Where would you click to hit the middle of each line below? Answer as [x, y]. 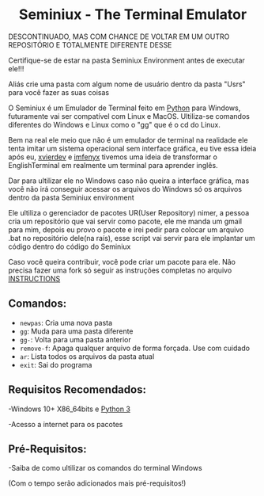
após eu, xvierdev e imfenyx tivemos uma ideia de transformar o [113, 157]
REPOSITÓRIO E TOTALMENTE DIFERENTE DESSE [90, 44]
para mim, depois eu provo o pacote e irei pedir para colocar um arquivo [126, 229]
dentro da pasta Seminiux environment [71, 197]
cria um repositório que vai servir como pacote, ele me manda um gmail [125, 221]
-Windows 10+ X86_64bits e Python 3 [69, 409]
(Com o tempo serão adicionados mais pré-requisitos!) [97, 483]
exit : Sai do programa [56, 364]
